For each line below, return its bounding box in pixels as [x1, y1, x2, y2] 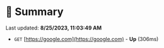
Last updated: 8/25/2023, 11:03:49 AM [5, 24, 102, 31]
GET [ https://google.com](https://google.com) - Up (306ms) [14, 35, 159, 42]
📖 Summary [5, 5, 64, 19]
